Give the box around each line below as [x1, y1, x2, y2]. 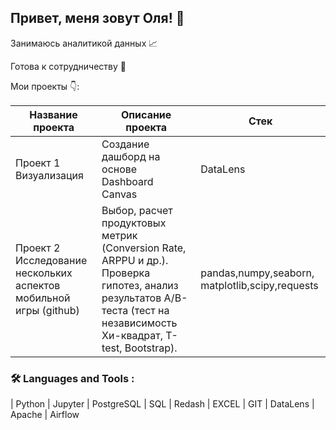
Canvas [101, 187, 138, 201]
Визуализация [15, 168, 84, 182]
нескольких [15, 266, 73, 280]
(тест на [130, 303, 170, 317]
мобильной [15, 291, 71, 305]
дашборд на [101, 149, 161, 163]
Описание [120, 107, 172, 121]
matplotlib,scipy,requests [200, 278, 319, 292]
